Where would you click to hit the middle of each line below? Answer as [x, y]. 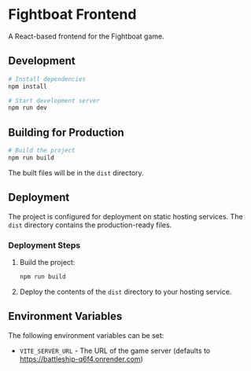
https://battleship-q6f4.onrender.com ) [81, 358]
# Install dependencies [47, 79]
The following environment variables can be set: [86, 335]
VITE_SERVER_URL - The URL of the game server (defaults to [115, 351]
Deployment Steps [44, 245]
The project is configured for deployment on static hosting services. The [125, 216]
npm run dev [28, 108]
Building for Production [66, 132]
